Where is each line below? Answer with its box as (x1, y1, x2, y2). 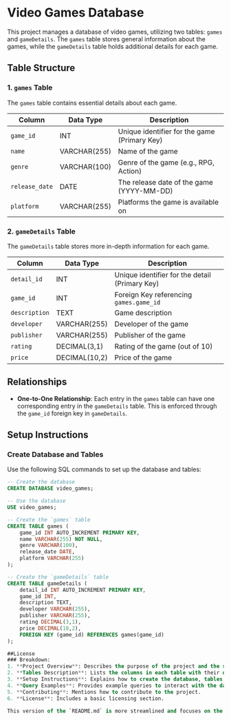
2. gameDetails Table (7, 226, 76, 236)
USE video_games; (7, 504, 57, 511)
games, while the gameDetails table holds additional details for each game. (7, 42, 219, 50)
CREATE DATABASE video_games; (7, 485, 94, 492)
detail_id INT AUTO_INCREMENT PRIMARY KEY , (19, 586, 146, 593)
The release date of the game (118, 177, 213, 187)
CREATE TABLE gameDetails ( (7, 580, 88, 587)
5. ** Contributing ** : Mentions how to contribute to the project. (7, 688, 201, 695)
